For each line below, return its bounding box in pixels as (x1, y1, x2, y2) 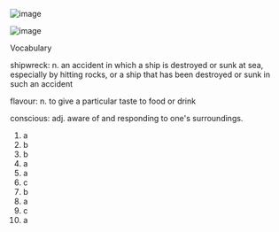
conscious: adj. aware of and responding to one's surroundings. (10, 113, 244, 123)
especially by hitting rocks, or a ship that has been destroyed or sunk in (10, 69, 271, 80)
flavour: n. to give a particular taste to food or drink (10, 96, 197, 106)
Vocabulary (10, 43, 52, 53)
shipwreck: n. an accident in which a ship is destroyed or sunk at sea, (10, 60, 264, 70)
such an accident (10, 79, 74, 89)
